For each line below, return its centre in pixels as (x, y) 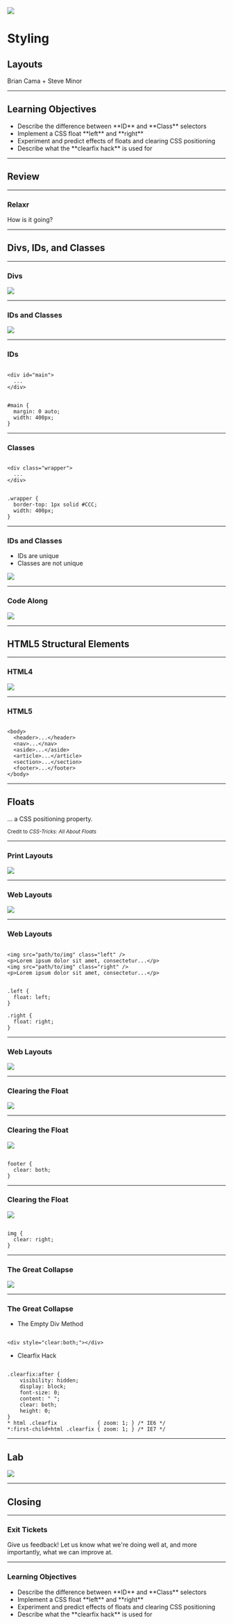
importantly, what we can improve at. (60, 1552)
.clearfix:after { (34, 1375)
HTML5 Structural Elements (68, 644)
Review (24, 177)
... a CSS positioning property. (50, 819)
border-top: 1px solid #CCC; (55, 504)
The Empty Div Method (50, 1324)
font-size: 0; (40, 1393)
